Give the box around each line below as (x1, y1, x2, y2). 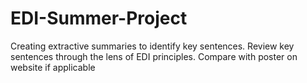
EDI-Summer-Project (10, 7, 188, 30)
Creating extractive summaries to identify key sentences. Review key (10, 40, 295, 52)
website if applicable (10, 61, 96, 73)
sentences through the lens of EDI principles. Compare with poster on (10, 50, 298, 62)
